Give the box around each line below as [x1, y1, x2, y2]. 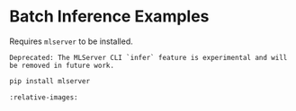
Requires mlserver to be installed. [9, 36, 133, 47]
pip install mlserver [9, 76, 91, 86]
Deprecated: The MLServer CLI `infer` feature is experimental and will [9, 53, 288, 62]
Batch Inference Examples [9, 6, 210, 27]
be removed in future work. [9, 61, 115, 70]
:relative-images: [9, 92, 78, 102]
